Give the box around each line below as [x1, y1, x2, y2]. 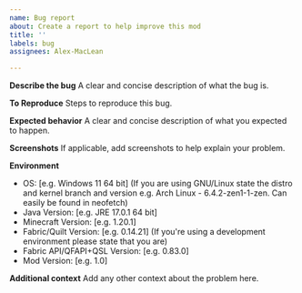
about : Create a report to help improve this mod [9, 22, 202, 31]
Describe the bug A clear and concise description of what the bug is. [9, 80, 269, 91]
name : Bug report [9, 13, 75, 23]
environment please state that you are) [22, 236, 168, 247]
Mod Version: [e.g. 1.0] [22, 256, 108, 267]
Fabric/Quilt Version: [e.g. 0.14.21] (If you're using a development [22, 227, 266, 237]
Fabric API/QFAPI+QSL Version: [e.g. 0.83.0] [22, 246, 189, 257]
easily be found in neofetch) [22, 197, 129, 208]
